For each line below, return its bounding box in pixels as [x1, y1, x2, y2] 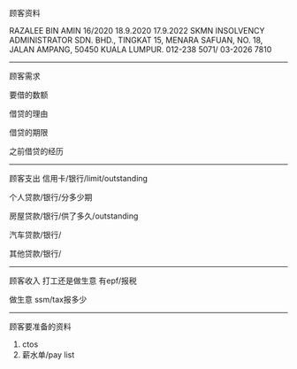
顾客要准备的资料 [9, 321, 72, 332]
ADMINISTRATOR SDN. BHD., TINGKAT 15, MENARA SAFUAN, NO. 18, [9, 35, 263, 45]
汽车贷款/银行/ [9, 229, 62, 240]
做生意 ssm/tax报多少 [9, 295, 88, 304]
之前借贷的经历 [9, 146, 64, 157]
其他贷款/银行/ [9, 249, 62, 258]
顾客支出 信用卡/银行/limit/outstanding [9, 173, 148, 183]
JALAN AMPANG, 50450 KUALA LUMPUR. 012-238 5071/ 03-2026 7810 [9, 44, 272, 55]
